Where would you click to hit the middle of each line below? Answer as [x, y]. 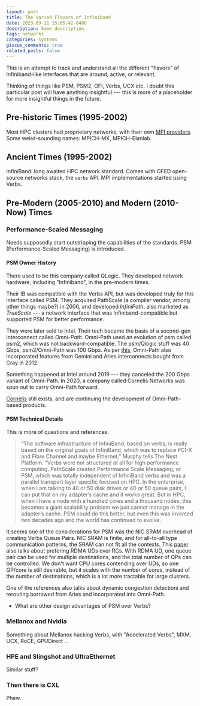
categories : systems [32, 40]
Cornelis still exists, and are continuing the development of [79, 399]
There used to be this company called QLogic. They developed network [95, 276]
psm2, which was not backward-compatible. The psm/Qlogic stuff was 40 [98, 344]
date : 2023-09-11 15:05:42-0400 [46, 23]
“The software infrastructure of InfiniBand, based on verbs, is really [104, 443]
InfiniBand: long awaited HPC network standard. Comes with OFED [89, 171]
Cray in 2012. [22, 363]
